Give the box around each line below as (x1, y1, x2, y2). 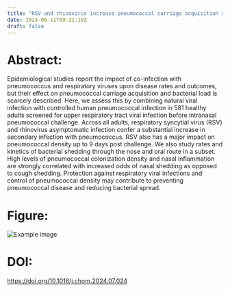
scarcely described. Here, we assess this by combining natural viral (7, 96, 198, 105)
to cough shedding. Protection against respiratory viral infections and (7, 169, 203, 178)
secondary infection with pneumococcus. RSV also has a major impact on (7, 133, 216, 141)
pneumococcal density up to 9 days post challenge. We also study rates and (7, 140, 223, 148)
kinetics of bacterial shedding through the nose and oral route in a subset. (7, 148, 216, 156)
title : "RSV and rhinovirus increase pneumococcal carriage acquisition (7, 10, 219, 17)
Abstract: (7, 52, 62, 68)
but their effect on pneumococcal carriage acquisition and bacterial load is (7, 90, 218, 98)
